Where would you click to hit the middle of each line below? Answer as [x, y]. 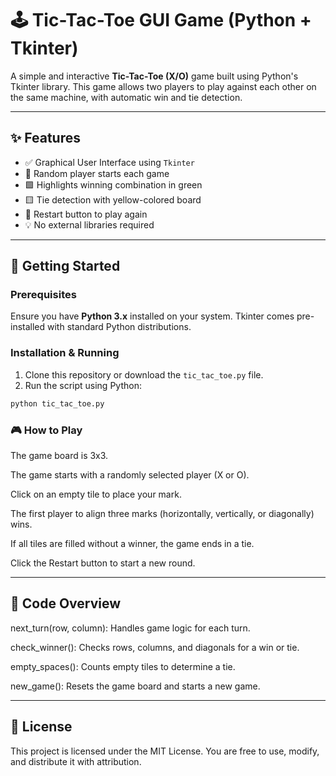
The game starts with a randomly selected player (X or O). [130, 474]
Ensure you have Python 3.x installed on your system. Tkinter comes [152, 316]
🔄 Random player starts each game [97, 173]
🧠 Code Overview [66, 603]
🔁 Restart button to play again [86, 214]
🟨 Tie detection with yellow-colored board [113, 199]
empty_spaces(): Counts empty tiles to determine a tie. [123, 666]
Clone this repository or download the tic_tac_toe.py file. [144, 374]
